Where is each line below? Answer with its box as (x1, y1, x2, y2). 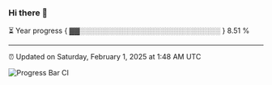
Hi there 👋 (8, 7, 49, 18)
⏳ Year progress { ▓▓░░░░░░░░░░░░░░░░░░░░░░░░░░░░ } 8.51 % (8, 26, 250, 35)
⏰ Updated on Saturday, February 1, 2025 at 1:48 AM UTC (8, 52, 202, 62)
